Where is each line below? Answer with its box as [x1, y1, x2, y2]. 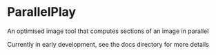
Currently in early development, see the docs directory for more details [7, 40, 209, 48]
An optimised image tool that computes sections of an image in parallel [7, 27, 209, 35]
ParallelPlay [7, 4, 77, 20]
